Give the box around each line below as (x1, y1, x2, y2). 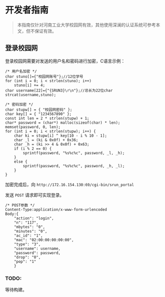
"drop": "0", (14, 254, 41, 260)
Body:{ (5, 211, 19, 216)
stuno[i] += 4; (14, 83, 45, 88)
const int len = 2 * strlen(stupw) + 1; (5, 116, 90, 121)
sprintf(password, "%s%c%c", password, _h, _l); (23, 163, 125, 168)
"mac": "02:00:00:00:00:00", (14, 237, 74, 243)
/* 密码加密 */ (5, 102, 34, 107)
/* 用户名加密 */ (5, 69, 37, 74)
